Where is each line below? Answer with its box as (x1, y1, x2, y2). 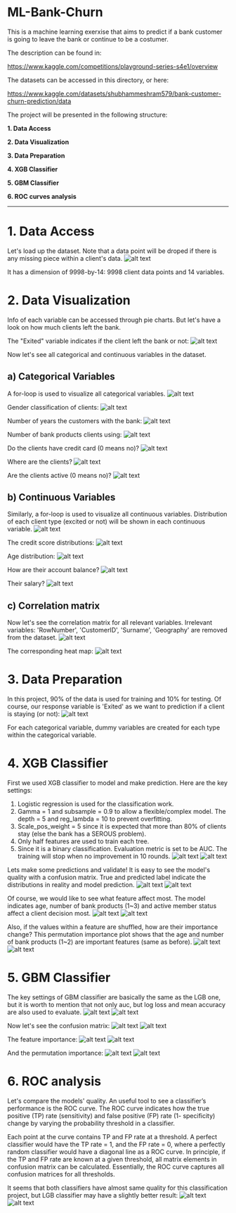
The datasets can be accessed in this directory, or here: (7, 75, 169, 84)
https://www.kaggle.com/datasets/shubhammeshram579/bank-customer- (7, 89, 221, 98)
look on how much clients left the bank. (7, 323, 122, 331)
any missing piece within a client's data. (7, 254, 123, 262)
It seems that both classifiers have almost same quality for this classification (7, 1183, 228, 1192)
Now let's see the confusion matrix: (7, 1022, 110, 1030)
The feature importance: (7, 1035, 78, 1044)
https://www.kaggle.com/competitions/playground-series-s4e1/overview (7, 62, 218, 70)
